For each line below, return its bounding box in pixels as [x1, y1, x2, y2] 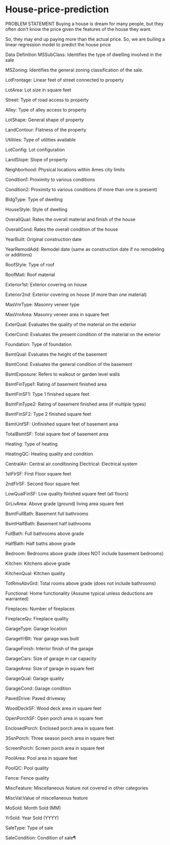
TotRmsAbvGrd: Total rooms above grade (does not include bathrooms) [5, 580, 156, 586]
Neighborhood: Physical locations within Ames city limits [5, 166, 125, 173]
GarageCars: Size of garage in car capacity [5, 655, 97, 662]
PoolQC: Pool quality [5, 765, 49, 771]
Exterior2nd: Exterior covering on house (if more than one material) [5, 291, 147, 298]
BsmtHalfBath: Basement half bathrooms [5, 520, 91, 526]
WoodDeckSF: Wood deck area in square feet [5, 705, 101, 711]
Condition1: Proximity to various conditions [5, 176, 95, 182]
